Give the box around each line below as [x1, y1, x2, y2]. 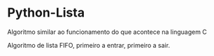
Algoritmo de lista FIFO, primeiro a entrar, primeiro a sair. [7, 41, 170, 49]
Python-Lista [7, 5, 85, 21]
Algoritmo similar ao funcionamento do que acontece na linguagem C [7, 28, 208, 36]
